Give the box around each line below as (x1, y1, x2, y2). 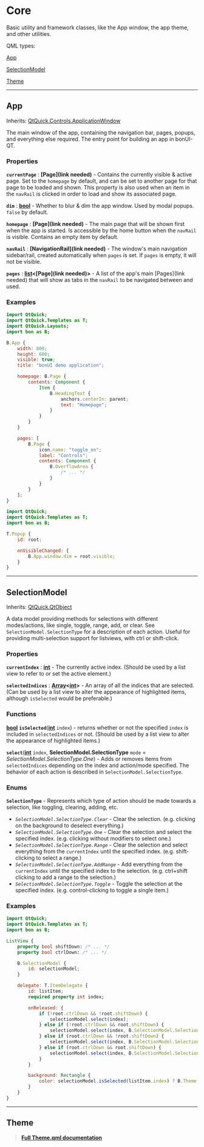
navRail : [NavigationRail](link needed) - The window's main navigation (6, 245, 188, 253)
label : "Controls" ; (38, 452, 88, 459)
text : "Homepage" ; (60, 401, 107, 408)
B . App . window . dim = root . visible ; (28, 553, 115, 559)
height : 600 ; (17, 351, 50, 357)
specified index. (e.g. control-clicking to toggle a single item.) (15, 887, 169, 894)
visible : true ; (17, 357, 56, 363)
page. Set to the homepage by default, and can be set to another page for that (6, 177, 197, 185)
